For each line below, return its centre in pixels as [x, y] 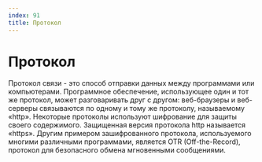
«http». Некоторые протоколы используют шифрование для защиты [123, 117]
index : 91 [24, 15]
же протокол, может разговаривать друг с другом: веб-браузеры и [122, 100]
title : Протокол [35, 23]
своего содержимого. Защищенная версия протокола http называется [127, 125]
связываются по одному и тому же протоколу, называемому [142, 109]
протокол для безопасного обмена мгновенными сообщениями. [117, 150]
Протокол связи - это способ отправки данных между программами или [131, 83]
